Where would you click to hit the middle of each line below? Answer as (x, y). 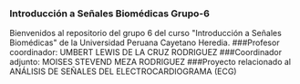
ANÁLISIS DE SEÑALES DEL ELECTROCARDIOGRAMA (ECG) (123, 71)
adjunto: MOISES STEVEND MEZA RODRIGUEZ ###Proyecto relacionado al (150, 62)
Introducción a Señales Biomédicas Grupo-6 (109, 14)
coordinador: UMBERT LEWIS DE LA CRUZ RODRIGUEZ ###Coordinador (146, 52)
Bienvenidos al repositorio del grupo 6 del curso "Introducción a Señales (146, 33)
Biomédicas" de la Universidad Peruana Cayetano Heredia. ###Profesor (145, 42)
